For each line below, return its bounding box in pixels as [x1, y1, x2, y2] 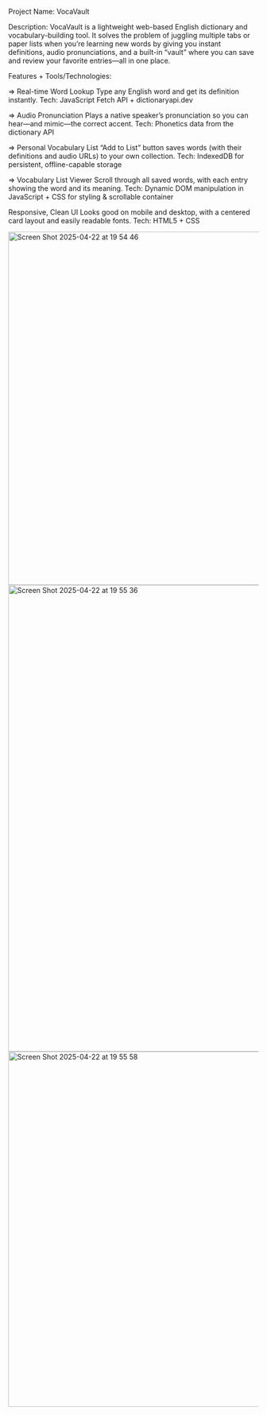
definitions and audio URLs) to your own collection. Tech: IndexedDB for [8, 151, 245, 161]
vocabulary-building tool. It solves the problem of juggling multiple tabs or [8, 31, 250, 40]
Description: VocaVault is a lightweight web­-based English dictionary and [8, 22, 248, 31]
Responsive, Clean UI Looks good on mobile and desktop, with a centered [8, 207, 250, 217]
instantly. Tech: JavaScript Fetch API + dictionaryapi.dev [8, 95, 193, 104]
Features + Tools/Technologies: [8, 72, 112, 80]
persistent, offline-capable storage [8, 160, 122, 169]
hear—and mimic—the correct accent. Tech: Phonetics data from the [8, 119, 234, 128]
